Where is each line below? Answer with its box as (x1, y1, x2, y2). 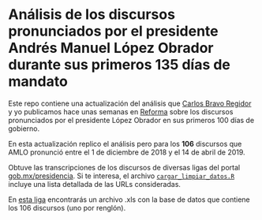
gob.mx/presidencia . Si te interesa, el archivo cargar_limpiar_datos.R (8, 171, 235, 181)
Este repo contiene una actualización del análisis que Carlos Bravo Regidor (8, 99, 252, 108)
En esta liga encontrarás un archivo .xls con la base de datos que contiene (8, 195, 250, 204)
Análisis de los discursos (8, 6, 176, 24)
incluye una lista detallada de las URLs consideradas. (8, 179, 182, 188)
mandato (8, 73, 69, 91)
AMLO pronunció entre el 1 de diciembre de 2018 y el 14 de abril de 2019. (8, 147, 246, 157)
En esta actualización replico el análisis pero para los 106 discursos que (8, 139, 242, 148)
